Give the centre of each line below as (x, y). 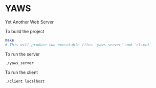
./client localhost (25, 81)
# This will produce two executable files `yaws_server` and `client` (78, 45)
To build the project (25, 31)
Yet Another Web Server (30, 22)
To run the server (22, 54)
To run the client (22, 72)
